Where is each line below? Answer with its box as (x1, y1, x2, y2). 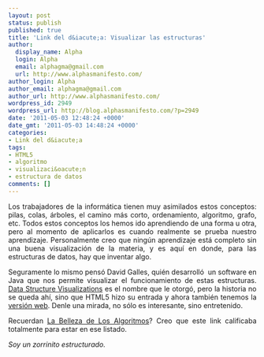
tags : (8, 143, 26, 151)
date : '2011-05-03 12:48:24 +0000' (8, 114, 125, 122)
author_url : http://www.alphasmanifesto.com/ (8, 92, 160, 100)
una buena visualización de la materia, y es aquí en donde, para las (8, 244, 257, 253)
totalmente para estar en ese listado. (8, 324, 128, 333)
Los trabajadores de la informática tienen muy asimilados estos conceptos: (8, 202, 257, 211)
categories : (8, 128, 47, 136)
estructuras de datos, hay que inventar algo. (8, 251, 152, 261)
